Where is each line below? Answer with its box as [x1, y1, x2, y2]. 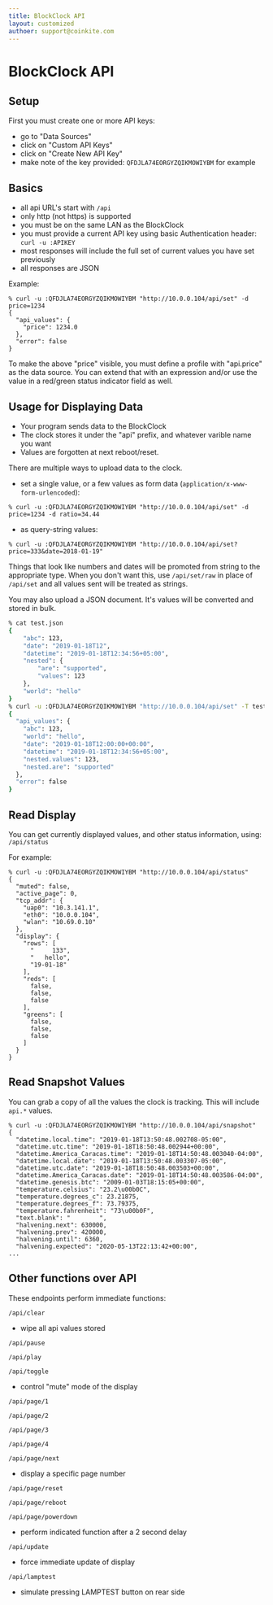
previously [19, 255, 55, 264]
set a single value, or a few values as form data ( [19, 479, 183, 488]
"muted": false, [15, 882, 71, 891]
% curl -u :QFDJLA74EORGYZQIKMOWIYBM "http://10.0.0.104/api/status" [8, 868, 249, 876]
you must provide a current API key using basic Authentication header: [19, 229, 258, 238]
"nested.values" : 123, [23, 755, 100, 763]
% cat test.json [8, 619, 63, 627]
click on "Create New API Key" [19, 149, 123, 159]
